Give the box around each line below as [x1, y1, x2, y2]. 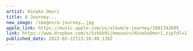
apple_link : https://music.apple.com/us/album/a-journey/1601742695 [6, 25, 179, 31]
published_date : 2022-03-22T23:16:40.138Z [6, 36, 113, 42]
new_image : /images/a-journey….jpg [6, 19, 94, 25]
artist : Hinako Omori [6, 8, 60, 15]
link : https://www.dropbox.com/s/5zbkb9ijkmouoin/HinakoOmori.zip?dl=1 [6, 30, 187, 36]
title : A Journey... [6, 14, 58, 20]
